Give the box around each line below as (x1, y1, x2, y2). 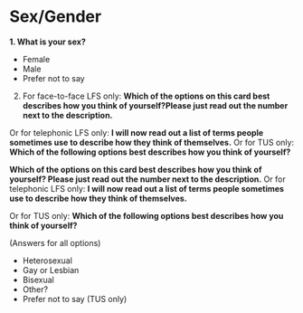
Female (22, 53, 51, 64)
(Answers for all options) (9, 237, 101, 248)
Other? (22, 283, 48, 295)
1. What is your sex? (9, 36, 86, 47)
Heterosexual (22, 255, 72, 266)
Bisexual (22, 274, 54, 285)
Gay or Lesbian (22, 264, 80, 275)
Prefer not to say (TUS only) (22, 293, 128, 304)
